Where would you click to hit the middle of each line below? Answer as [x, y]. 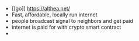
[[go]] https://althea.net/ [41, 8]
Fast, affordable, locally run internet [54, 15]
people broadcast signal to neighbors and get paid [72, 21]
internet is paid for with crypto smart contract [66, 27]
